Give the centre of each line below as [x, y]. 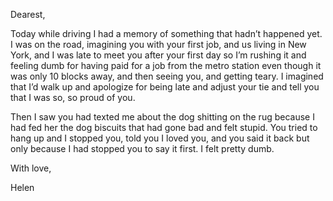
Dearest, [28, 14]
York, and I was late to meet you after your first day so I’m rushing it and [158, 55]
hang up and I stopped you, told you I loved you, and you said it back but [160, 138]
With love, [31, 168]
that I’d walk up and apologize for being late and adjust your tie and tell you [165, 87]
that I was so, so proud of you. [73, 97]
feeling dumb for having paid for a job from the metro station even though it [166, 65]
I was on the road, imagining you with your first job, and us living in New [158, 44]
